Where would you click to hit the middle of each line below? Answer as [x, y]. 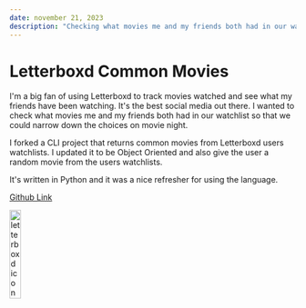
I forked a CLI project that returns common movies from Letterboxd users [147, 143]
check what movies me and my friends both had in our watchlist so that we [150, 115]
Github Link [31, 197]
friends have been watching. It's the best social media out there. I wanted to [152, 106]
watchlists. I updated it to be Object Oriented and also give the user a [139, 153]
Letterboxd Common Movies [119, 71]
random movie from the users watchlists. [86, 162]
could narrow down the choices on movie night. [99, 125]
